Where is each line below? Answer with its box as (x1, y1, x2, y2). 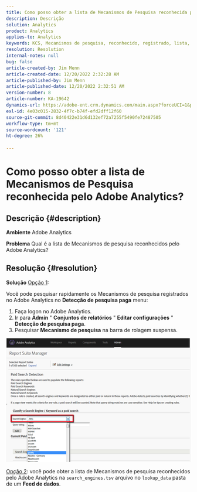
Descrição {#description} (6, 213, 101, 223)
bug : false (6, 59, 33, 64)
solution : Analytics (6, 22, 57, 28)
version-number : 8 (6, 90, 51, 96)
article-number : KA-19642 (6, 96, 69, 102)
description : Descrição (6, 15, 64, 22)
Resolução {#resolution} (6, 264, 98, 274)
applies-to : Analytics (6, 34, 62, 40)
